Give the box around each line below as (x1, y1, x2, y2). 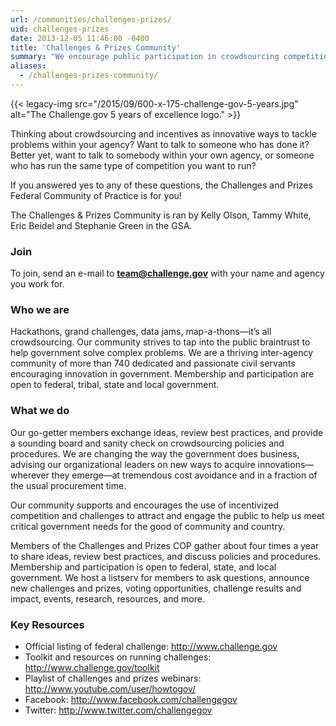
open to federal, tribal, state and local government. (10, 379, 220, 391)
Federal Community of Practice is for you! (10, 189, 182, 201)
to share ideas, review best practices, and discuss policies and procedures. (10, 550, 322, 562)
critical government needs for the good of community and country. (10, 520, 286, 532)
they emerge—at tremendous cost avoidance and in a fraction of (51, 469, 318, 481)
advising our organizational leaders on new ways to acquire (10, 458, 256, 470)
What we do (10, 404, 70, 418)
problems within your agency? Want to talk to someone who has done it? (10, 138, 310, 150)
